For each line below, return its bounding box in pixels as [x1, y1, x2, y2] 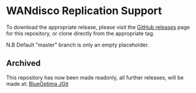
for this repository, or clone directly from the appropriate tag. [6, 29, 155, 36]
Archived [6, 58, 41, 68]
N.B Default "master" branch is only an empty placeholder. [6, 41, 149, 48]
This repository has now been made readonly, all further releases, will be [6, 74, 184, 81]
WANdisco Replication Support [6, 4, 162, 18]
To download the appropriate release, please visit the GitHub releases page [6, 24, 191, 31]
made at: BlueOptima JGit [6, 80, 69, 87]
